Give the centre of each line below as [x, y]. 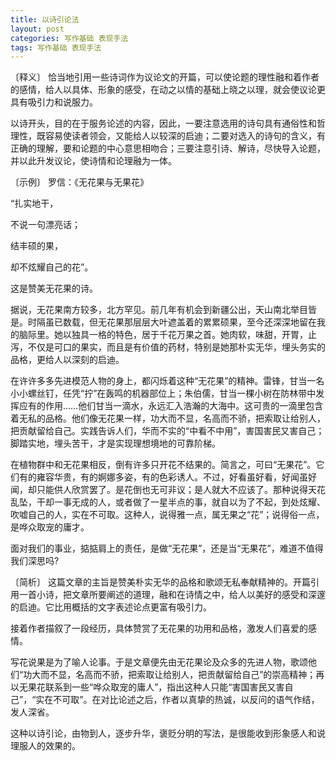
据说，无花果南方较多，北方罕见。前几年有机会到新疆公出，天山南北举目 [159, 310]
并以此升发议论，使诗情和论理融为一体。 [93, 161]
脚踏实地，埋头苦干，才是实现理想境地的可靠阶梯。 [115, 443]
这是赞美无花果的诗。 [54, 288]
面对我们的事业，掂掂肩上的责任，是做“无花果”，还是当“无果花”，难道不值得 [167, 548]
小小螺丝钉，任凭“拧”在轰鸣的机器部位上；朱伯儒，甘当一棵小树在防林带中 [163, 393]
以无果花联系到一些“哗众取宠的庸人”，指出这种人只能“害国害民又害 [147, 687]
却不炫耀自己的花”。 [52, 267]
